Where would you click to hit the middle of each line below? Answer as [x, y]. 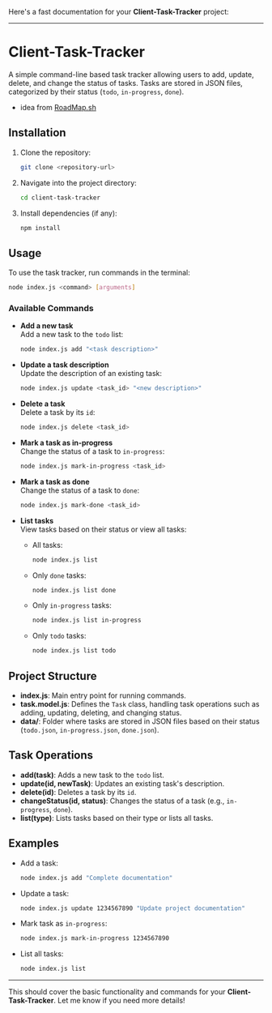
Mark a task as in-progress [66, 442]
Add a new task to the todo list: [72, 335]
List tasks [37, 520]
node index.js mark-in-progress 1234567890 [95, 938]
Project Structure [53, 676]
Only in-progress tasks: [72, 605]
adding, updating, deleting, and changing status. [101, 713]
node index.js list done [74, 590]
